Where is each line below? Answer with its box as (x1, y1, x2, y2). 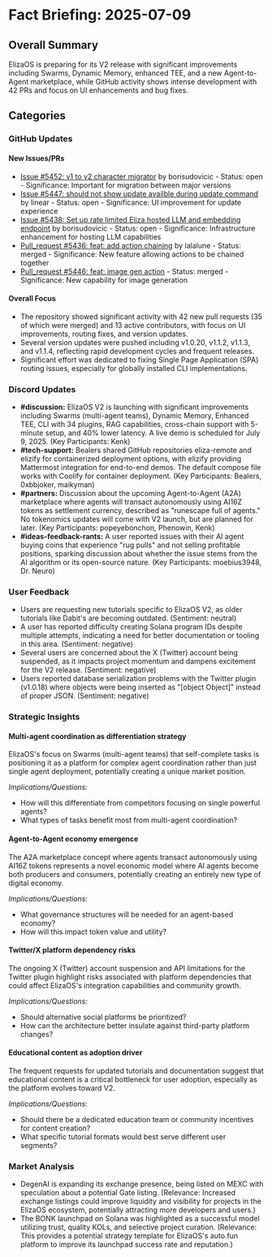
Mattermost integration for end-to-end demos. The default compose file (19, 463, 261, 473)
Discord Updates (8, 383, 76, 395)
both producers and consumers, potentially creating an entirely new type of (8, 869, 261, 879)
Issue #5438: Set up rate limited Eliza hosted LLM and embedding (19, 214, 241, 224)
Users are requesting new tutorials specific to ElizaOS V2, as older (19, 605, 243, 615)
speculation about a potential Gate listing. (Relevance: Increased (19, 1188, 236, 1198)
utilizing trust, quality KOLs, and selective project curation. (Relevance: (19, 1222, 257, 1232)
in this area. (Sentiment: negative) (19, 639, 134, 649)
